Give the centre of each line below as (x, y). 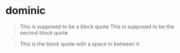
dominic (26, 11)
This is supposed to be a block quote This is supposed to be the (97, 26)
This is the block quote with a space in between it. (80, 44)
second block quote (44, 32)
